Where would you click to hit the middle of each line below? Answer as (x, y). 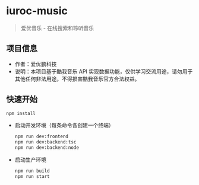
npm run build (32, 171)
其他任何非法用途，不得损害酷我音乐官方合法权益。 (77, 79)
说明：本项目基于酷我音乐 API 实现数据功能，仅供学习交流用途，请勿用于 (104, 71)
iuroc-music (37, 11)
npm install (21, 113)
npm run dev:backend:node (47, 148)
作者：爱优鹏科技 (36, 64)
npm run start (32, 176)
